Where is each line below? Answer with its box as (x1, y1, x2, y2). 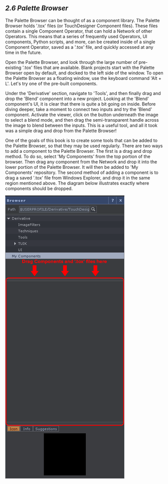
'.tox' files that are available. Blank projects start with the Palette (22, 64, 154, 70)
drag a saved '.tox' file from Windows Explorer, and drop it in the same (5, 174, 150, 180)
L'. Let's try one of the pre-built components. (5, 80, 98, 86)
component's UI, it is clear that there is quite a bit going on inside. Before (5, 101, 156, 107)
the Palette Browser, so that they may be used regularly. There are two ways (5, 143, 163, 149)
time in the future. (5, 49, 42, 55)
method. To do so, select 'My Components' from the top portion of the (5, 153, 150, 159)
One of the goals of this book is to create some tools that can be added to (5, 137, 158, 143)
